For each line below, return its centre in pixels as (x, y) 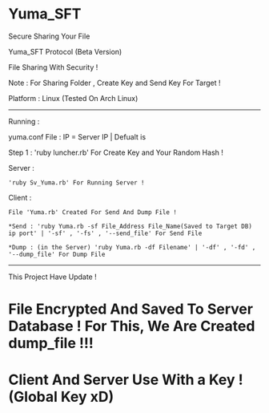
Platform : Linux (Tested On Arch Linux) (73, 98)
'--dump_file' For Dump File (57, 254)
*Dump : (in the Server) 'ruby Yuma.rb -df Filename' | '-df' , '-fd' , (132, 247)
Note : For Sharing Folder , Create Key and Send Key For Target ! (115, 83)
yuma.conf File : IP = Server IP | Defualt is (77, 136)
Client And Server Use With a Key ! (126, 380)
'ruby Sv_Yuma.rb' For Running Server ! (77, 182)
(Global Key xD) (61, 397)
